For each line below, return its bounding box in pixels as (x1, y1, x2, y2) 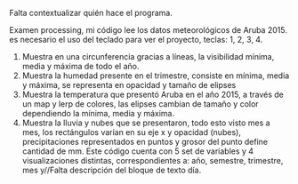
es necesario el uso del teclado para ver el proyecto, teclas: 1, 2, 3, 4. (9, 35, 263, 44)
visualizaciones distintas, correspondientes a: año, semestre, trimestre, (21, 156, 284, 165)
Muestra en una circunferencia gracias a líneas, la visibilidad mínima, (21, 52, 275, 61)
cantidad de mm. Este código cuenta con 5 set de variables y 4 (21, 146, 254, 156)
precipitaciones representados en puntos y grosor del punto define (21, 137, 269, 147)
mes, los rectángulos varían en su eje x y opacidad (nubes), (21, 127, 242, 137)
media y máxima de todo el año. (21, 61, 140, 71)
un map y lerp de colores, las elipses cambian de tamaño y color (21, 99, 260, 109)
